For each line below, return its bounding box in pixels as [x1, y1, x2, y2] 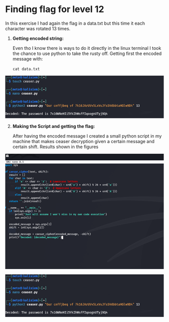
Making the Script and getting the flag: [12, 123, 96, 129]
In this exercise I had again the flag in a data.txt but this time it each [5, 20, 145, 26]
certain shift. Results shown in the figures [12, 144, 99, 150]
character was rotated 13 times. [5, 25, 70, 31]
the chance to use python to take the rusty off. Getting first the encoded [12, 50, 162, 56]
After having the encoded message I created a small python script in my [12, 133, 162, 139]
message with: [12, 55, 43, 61]
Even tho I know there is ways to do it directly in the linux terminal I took [12, 45, 161, 51]
